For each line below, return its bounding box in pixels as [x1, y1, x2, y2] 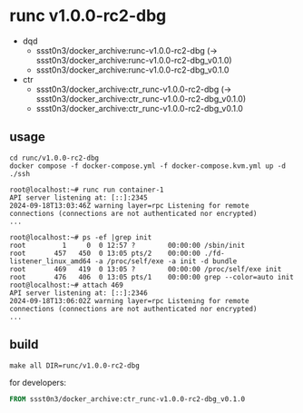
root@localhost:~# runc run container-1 [9, 185, 165, 194]
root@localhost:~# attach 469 [9, 280, 124, 290]
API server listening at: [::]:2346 [9, 288, 148, 298]
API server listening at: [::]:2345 [9, 192, 148, 202]
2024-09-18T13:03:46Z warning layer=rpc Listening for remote [9, 201, 249, 210]
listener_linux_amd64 [9, 256, 92, 266]
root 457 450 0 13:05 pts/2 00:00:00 [9, 249, 201, 258]
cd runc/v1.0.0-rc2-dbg [9, 153, 100, 162]
